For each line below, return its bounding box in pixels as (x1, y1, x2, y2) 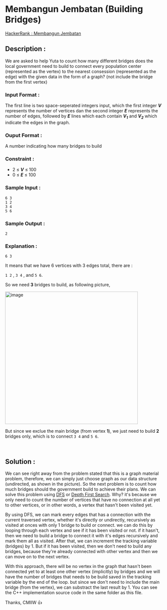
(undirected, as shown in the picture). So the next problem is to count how (5, 481, 157, 487)
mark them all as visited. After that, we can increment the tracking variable (5, 538, 157, 544)
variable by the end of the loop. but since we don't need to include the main (5, 579, 160, 585)
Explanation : (5, 243, 38, 250)
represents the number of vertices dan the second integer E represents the (5, 108, 159, 114)
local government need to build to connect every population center (5, 63, 142, 69)
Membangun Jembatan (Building (5, 3, 143, 15)
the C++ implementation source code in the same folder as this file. (5, 590, 143, 596)
